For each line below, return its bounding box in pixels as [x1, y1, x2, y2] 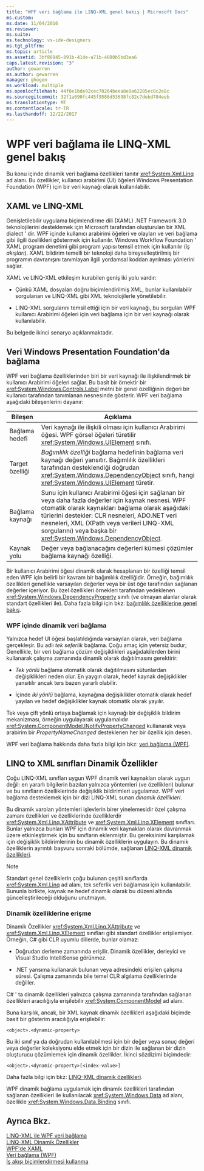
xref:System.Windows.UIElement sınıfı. [41, 438, 152, 447]
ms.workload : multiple [6, 83, 64, 89]
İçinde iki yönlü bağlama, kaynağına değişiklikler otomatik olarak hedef [15, 691, 192, 698]
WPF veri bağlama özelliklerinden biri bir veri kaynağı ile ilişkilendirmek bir [6, 372, 191, 380]
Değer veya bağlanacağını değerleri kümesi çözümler [41, 543, 193, 552]
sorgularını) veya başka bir [41, 526, 117, 535]
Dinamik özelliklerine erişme [6, 909, 92, 918]
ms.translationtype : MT [6, 99, 67, 105]
